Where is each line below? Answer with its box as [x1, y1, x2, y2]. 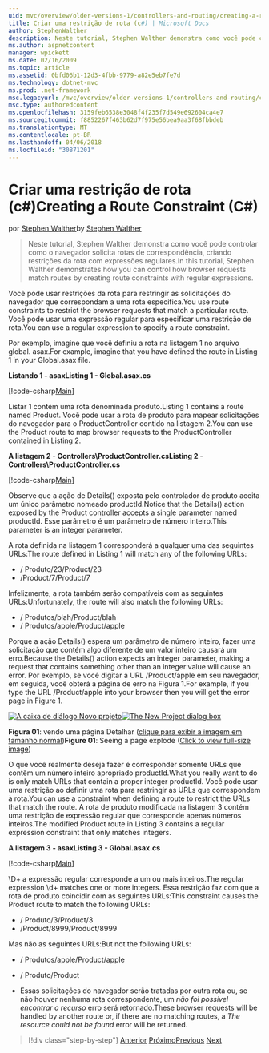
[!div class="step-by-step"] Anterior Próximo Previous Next [27, 1035, 223, 1045]
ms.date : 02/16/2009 [8, 57, 78, 65]
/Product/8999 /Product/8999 [19, 924, 118, 934]
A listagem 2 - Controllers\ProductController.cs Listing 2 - [8, 452, 203, 461]
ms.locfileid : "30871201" [8, 146, 94, 154]
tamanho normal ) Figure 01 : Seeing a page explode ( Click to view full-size [8, 736, 251, 746]
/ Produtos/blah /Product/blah [19, 613, 117, 622]
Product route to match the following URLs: [8, 900, 151, 910]
